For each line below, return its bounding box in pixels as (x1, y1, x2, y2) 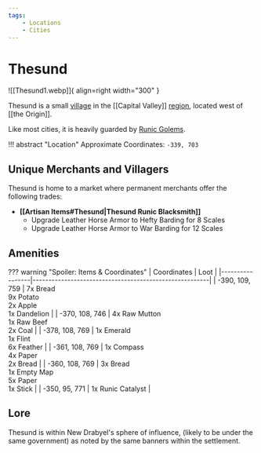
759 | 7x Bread (8, 283, 56, 293)
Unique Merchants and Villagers (8, 163, 169, 176)
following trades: (8, 192, 63, 201)
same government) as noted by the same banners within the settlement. (8, 436, 241, 445)
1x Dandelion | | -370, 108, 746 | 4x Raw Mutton (8, 309, 161, 318)
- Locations (22, 19, 61, 27)
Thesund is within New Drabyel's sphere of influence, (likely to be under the (8, 427, 253, 437)
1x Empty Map (8, 367, 54, 377)
